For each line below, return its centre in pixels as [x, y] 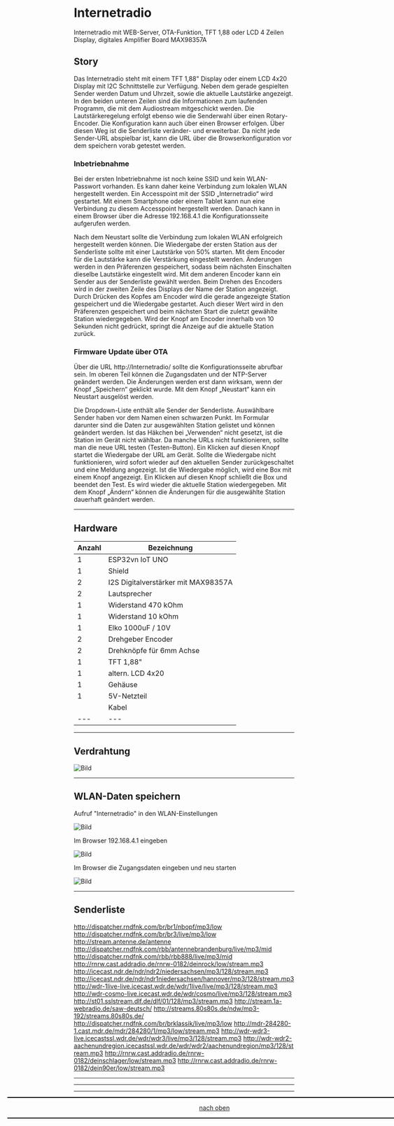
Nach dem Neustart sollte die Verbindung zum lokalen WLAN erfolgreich [178, 237]
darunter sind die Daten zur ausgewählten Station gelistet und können [174, 425]
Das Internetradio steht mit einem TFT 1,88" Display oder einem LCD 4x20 [181, 78]
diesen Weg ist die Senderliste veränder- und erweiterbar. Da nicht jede [177, 130]
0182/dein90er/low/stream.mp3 [119, 1068]
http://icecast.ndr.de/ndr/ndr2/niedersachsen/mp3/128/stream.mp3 [171, 971]
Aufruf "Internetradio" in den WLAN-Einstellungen [146, 813]
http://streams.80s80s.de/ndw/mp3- [207, 1008]
